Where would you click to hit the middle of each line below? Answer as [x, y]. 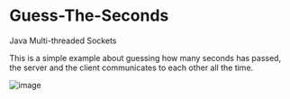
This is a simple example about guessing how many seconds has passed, [145, 58]
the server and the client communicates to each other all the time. [131, 67]
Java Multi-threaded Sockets [63, 40]
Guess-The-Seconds [89, 16]
